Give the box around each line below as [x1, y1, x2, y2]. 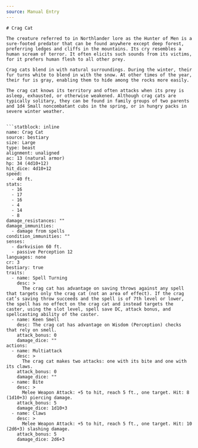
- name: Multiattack [11, 347, 62, 354]
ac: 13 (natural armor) [6, 155, 65, 161]
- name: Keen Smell [11, 317, 60, 322]
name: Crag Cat [6, 129, 44, 135]
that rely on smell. [6, 327, 58, 333]
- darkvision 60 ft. [11, 243, 62, 250]
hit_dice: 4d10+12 [6, 165, 52, 171]
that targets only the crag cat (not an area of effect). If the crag [6, 290, 184, 296]
